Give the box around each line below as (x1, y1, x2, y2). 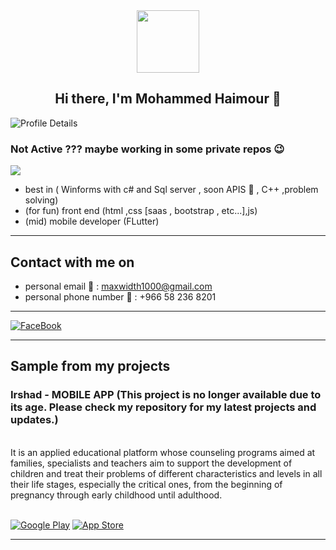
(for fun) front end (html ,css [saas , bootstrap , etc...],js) (24, 205, 258, 217)
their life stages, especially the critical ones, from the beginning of (10, 478, 283, 490)
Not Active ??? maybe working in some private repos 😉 (10, 142, 285, 156)
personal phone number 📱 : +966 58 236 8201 (24, 290, 217, 303)
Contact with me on (10, 254, 135, 271)
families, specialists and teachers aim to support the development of (10, 457, 293, 469)
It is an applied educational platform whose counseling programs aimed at (10, 446, 316, 458)
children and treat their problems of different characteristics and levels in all (10, 467, 323, 479)
